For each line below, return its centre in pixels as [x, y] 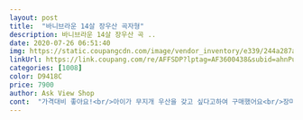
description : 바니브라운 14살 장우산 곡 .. [83, 34]
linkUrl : [26, 60]
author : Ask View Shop [52, 93]
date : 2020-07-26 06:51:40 [60, 43]
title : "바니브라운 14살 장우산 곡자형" [77, 26]
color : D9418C [36, 77]
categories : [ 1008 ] [46, 69]
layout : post [34, 18]
